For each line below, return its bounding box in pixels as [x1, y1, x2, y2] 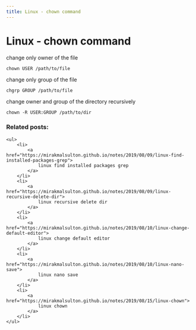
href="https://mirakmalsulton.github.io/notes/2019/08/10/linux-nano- [6, 261, 185, 268]
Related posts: [6, 123, 49, 131]
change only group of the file [6, 76, 77, 83]
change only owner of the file [6, 54, 78, 61]
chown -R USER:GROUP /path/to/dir [6, 109, 92, 115]
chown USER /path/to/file [6, 65, 70, 71]
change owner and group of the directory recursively [6, 98, 136, 105]
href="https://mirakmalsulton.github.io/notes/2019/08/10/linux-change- [6, 225, 190, 231]
